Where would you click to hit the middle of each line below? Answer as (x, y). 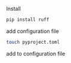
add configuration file (33, 31)
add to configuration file (36, 53)
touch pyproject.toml (33, 42)
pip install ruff (28, 20)
